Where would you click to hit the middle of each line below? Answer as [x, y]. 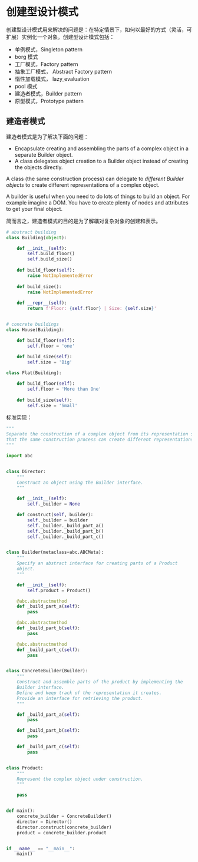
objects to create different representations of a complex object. [83, 185]
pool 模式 [26, 86]
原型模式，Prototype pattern [49, 101]
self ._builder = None [54, 504]
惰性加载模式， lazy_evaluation [52, 79]
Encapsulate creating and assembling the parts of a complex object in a [101, 148]
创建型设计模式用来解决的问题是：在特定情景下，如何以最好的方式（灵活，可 [99, 29]
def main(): [21, 811]
